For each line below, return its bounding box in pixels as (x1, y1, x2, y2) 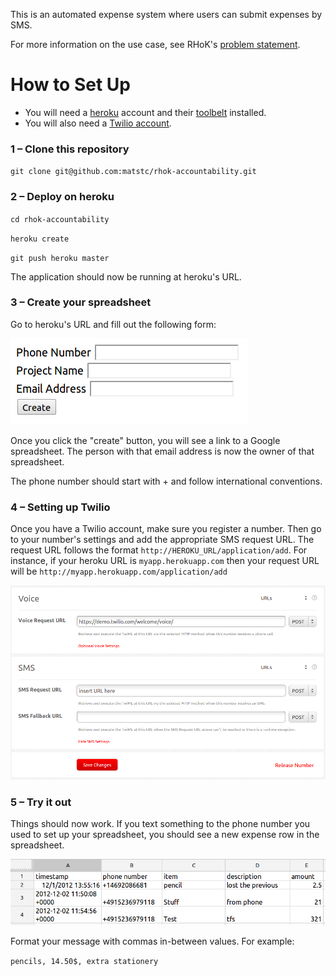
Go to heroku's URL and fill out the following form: (10, 318, 217, 330)
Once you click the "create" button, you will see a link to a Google (10, 434, 281, 446)
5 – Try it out (10, 795, 72, 809)
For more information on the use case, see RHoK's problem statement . (10, 39, 301, 50)
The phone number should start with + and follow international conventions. (10, 475, 323, 487)
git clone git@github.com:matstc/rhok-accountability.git (10, 167, 257, 177)
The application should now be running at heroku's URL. (10, 270, 242, 283)
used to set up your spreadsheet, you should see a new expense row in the (10, 829, 320, 841)
